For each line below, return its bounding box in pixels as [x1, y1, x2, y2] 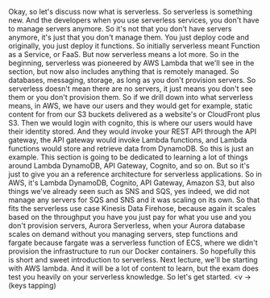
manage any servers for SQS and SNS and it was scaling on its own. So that [8, 195, 260, 205]
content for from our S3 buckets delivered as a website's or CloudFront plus [8, 110, 260, 119]
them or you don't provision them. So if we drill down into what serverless [8, 93, 254, 101]
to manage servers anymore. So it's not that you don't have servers [8, 24, 232, 33]
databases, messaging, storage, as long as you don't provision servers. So [8, 76, 256, 85]
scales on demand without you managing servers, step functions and [8, 230, 238, 238]
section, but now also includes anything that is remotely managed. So [8, 67, 239, 76]
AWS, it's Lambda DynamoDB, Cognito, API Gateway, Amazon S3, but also [8, 178, 255, 188]
